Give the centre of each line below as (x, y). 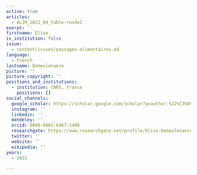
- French (22, 60)
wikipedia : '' (28, 147)
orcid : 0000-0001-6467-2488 (46, 125)
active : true (22, 11)
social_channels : (27, 98)
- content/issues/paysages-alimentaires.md (65, 50)
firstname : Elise (27, 33)
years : (14, 152)
